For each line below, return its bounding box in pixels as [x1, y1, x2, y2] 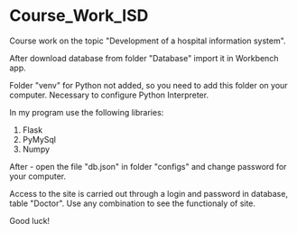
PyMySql [22, 134, 57, 144]
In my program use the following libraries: [9, 107, 164, 117]
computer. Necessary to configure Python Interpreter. [9, 89, 209, 100]
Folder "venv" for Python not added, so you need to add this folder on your [9, 79, 288, 90]
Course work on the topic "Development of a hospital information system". [9, 35, 286, 46]
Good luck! [9, 215, 51, 226]
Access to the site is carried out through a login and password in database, [9, 188, 289, 199]
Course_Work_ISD [9, 5, 149, 26]
